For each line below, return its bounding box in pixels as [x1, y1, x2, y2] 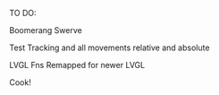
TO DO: [9, 8, 38, 18]
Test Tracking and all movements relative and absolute [9, 42, 210, 53]
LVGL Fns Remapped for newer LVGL [9, 60, 146, 70]
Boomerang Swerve [9, 25, 82, 35]
